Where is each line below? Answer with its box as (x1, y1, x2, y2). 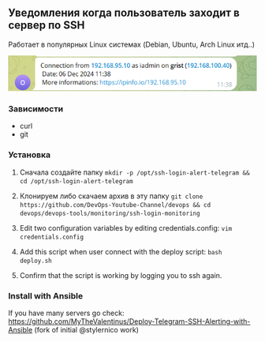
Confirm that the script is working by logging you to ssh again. (19, 270, 222, 280)
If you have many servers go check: (8, 308, 125, 318)
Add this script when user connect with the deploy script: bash (19, 246, 222, 256)
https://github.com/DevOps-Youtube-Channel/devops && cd (19, 201, 211, 209)
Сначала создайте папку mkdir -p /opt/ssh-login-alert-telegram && (19, 167, 250, 177)
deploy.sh (19, 257, 53, 265)
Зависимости (8, 103, 64, 115)
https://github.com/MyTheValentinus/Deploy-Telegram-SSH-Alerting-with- (8, 317, 251, 326)
